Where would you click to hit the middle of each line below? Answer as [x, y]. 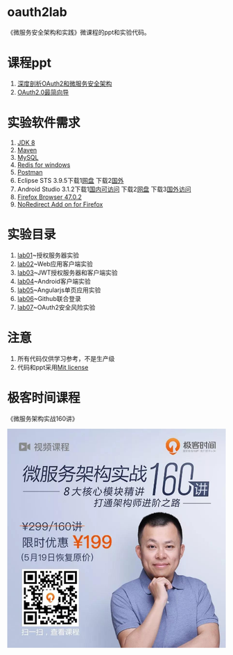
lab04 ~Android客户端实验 [54, 281]
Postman [30, 172]
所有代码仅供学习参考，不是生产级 [66, 358]
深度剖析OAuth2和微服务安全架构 [64, 83]
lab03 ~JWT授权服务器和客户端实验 [67, 273]
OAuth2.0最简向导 [43, 92]
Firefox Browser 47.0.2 [49, 197]
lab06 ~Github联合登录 [49, 298]
